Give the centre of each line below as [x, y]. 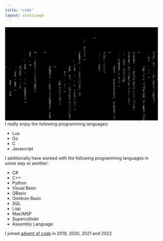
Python [19, 183]
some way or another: [27, 163]
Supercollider [25, 219]
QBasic [19, 193]
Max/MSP [22, 213]
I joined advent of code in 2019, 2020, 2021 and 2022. [59, 233]
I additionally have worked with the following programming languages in [77, 158]
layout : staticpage [25, 15]
